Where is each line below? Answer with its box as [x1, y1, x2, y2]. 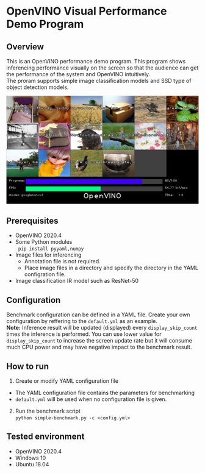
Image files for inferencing [15, 251, 82, 258]
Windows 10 [15, 454, 46, 461]
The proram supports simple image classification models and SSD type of [6, 77, 192, 84]
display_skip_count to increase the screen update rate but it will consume [6, 337, 192, 344]
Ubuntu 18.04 [15, 460, 49, 468]
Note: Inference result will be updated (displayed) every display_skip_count [6, 324, 198, 332]
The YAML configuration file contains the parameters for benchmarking [15, 389, 195, 396]
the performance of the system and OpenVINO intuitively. [6, 71, 151, 77]
